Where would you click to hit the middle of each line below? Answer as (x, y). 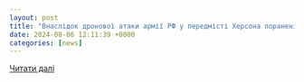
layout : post (34, 18)
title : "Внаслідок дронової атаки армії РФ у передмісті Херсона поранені (153, 26)
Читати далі (32, 68)
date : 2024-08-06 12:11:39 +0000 (72, 34)
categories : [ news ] (46, 43)
